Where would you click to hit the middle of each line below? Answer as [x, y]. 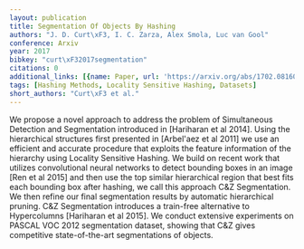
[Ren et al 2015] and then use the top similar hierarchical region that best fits [152, 177]
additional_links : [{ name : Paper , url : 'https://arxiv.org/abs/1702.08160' [155, 77]
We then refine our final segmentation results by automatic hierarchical [142, 196]
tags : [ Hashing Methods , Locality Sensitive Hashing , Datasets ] [133, 85]
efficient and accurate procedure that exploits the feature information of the [150, 148]
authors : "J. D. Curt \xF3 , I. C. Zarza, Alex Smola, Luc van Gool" [139, 34]
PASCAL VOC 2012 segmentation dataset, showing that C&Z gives [133, 225]
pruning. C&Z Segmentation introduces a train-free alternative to [130, 206]
